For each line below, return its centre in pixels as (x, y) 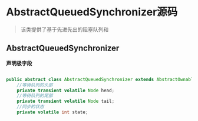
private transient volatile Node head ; (66, 90)
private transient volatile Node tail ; (66, 101)
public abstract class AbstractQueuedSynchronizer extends (80, 79)
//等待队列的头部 (35, 85)
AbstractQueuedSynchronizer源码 (92, 12)
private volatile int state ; (52, 112)
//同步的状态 (30, 107)
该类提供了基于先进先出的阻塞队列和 (65, 29)
